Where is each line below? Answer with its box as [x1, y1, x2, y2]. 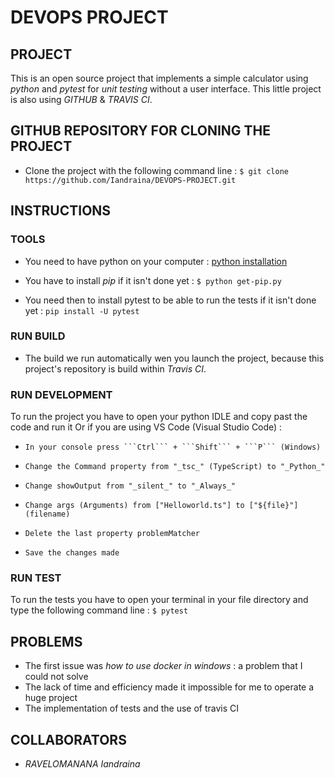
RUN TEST [10, 571, 62, 585]
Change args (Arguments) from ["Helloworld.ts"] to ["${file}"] [24, 501, 299, 511]
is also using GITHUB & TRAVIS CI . [10, 94, 153, 105]
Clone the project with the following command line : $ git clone [24, 164, 289, 176]
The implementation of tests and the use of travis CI [24, 702, 240, 715]
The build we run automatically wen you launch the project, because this [24, 352, 325, 364]
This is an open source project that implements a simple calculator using [10, 72, 309, 84]
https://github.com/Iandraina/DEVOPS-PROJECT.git [24, 175, 237, 185]
